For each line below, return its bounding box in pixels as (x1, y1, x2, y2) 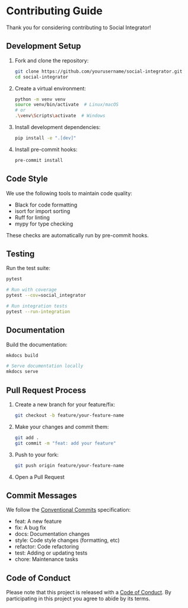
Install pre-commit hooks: (14, 146, 78, 153)
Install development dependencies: (14, 124, 101, 130)
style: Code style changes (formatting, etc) (14, 537, 120, 544)
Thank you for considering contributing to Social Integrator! (6, 24, 151, 31)
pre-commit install (14, 157, 63, 163)
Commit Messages (6, 490, 77, 500)
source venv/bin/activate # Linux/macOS (14, 102, 119, 108)
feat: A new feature (14, 518, 62, 525)
